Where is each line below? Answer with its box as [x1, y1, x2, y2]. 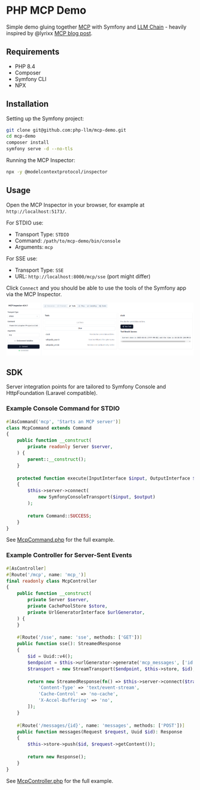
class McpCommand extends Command [6, 425, 92, 431]
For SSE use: [6, 254, 37, 262]
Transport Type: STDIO [14, 231, 70, 238]
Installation [6, 99, 49, 109]
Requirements [6, 47, 60, 57]
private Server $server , [27, 597, 89, 603]
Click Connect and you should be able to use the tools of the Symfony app [6, 284, 186, 291]
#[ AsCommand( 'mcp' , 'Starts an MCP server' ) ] [6, 418, 121, 425]
